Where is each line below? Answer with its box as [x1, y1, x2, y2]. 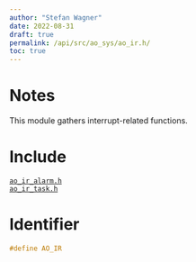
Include [9, 147, 67, 167]
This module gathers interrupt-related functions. [9, 115, 189, 126]
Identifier [9, 214, 80, 235]
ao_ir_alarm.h [9, 176, 63, 185]
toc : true [9, 47, 47, 56]
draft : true [9, 30, 54, 39]
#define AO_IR [9, 244, 63, 253]
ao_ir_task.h [9, 185, 58, 194]
